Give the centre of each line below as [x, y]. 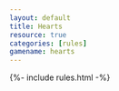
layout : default [40, 18]
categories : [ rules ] [49, 43]
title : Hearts [36, 26]
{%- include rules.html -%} [60, 77]
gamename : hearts [42, 52]
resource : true [38, 35]
